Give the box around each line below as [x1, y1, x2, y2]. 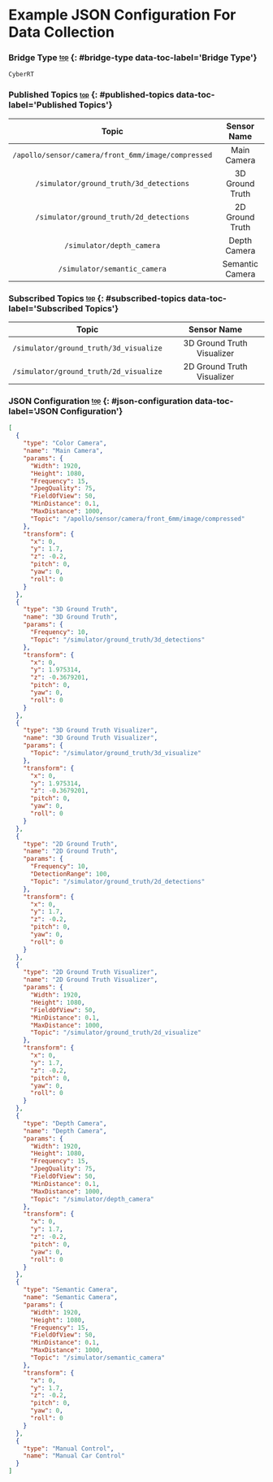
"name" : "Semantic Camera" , [23, 1293, 118, 1302]
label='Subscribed [8, 302, 84, 314]
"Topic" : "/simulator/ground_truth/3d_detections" [29, 636, 206, 644]
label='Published [8, 99, 77, 111]
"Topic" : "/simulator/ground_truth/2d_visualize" [29, 1028, 201, 1037]
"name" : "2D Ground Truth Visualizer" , [23, 976, 158, 984]
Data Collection [8, 23, 115, 41]
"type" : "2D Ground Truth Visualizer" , [23, 968, 158, 976]
